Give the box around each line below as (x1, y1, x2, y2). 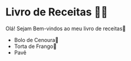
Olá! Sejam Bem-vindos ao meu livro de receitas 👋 (5, 25, 126, 32)
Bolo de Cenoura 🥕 (14, 36, 59, 43)
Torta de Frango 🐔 (14, 43, 57, 50)
